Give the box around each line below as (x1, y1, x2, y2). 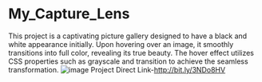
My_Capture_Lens (8, 5, 130, 23)
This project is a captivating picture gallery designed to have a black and (8, 31, 248, 41)
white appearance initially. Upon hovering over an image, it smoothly (8, 39, 234, 49)
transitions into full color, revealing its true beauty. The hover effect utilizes (8, 48, 254, 57)
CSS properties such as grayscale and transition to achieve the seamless (8, 57, 249, 66)
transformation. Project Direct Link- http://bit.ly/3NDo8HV (8, 64, 226, 74)
